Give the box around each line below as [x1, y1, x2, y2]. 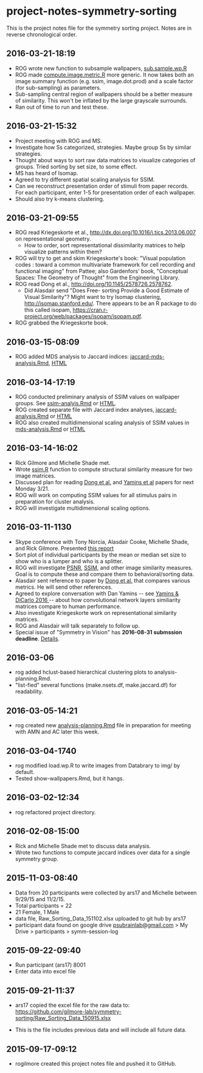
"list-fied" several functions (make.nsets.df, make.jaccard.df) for [15, 682, 177, 689]
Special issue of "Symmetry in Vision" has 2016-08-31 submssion [15, 628, 182, 636]
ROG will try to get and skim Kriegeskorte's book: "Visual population [15, 255, 186, 262]
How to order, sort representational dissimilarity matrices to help [24, 242, 185, 249]
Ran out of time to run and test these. [15, 103, 109, 111]
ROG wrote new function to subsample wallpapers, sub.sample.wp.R [15, 64, 187, 72]
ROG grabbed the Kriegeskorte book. [15, 319, 108, 326]
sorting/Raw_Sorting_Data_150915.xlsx [15, 1015, 111, 1022]
